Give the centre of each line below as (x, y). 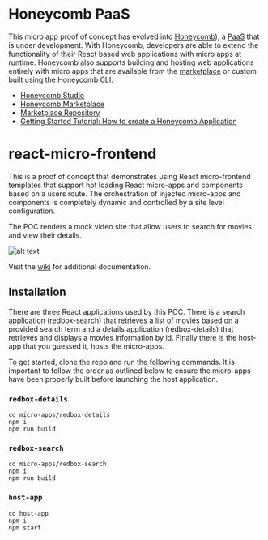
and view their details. (45, 235)
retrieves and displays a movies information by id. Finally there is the (123, 337)
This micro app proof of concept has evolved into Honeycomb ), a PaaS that (134, 36)
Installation (37, 292)
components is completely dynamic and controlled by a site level (117, 202)
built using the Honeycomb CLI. (61, 79)
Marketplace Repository (60, 112)
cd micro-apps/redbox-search (57, 464)
